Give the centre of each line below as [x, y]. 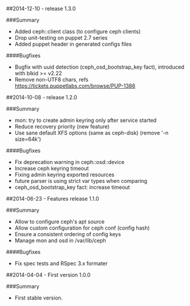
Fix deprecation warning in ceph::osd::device [70, 162]
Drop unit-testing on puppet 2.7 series [61, 38]
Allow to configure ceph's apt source [60, 222]
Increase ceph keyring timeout [52, 168]
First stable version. [39, 298]
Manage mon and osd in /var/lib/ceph [60, 240]
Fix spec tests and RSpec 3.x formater [61, 263]
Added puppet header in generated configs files [73, 44]
